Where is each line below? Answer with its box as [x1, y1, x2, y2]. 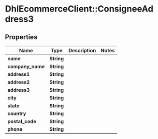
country [7, 110, 27, 117]
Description [68, 47, 96, 54]
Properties [5, 33, 38, 41]
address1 [7, 71, 30, 78]
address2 [7, 79, 30, 85]
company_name [7, 63, 45, 69]
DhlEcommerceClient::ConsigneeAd [5, 3, 154, 14]
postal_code [7, 118, 37, 125]
